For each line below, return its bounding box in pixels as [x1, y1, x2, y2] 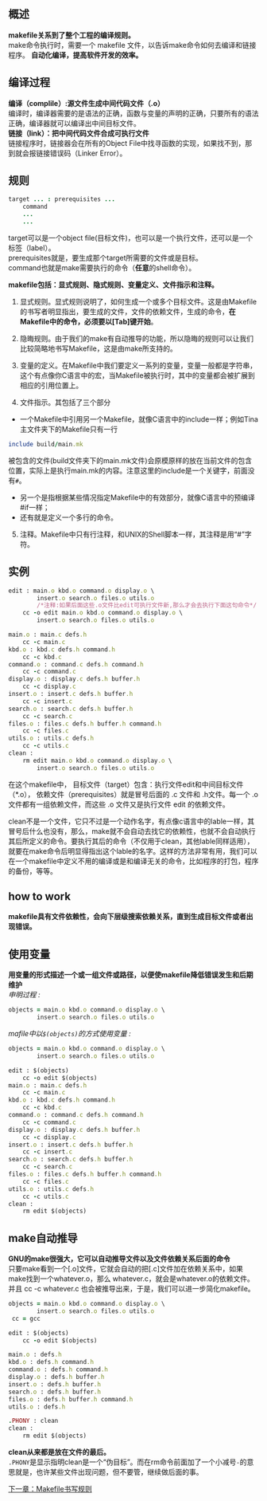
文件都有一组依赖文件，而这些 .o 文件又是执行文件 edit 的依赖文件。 [8, 800, 230, 809]
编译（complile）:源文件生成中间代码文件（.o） [8, 98, 165, 108]
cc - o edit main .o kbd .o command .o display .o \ [22, 609, 183, 617]
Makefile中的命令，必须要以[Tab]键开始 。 [19, 316, 158, 326]
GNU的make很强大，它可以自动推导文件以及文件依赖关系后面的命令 [8, 1254, 230, 1263]
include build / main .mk [8, 440, 83, 448]
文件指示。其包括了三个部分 [19, 397, 111, 407]
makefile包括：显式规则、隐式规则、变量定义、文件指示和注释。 [8, 280, 219, 289]
